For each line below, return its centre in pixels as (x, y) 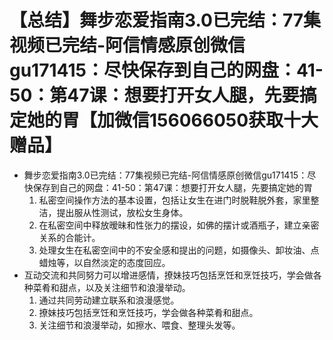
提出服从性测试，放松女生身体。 (122, 212)
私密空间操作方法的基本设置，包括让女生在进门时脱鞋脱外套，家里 (174, 200)
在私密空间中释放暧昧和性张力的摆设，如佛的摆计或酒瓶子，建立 (170, 225)
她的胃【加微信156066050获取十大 (173, 120)
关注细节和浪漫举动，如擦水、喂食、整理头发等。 (139, 325)
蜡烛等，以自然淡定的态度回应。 (104, 262)
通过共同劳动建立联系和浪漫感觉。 (109, 300)
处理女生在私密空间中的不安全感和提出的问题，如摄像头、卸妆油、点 (179, 250)
